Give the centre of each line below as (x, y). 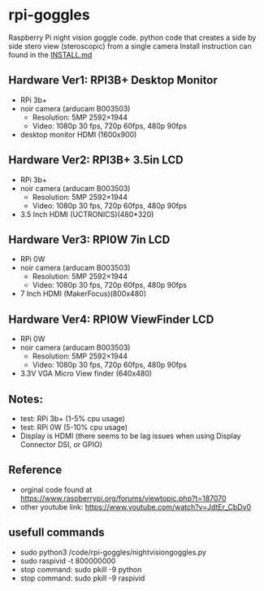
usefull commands (56, 533)
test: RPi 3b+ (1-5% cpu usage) (73, 419)
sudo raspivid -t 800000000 (68, 561)
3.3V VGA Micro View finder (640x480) (86, 374)
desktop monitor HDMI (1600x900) (78, 134)
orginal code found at (56, 489)
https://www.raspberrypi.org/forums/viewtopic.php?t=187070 (123, 498)
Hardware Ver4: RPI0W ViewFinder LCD (111, 319)
